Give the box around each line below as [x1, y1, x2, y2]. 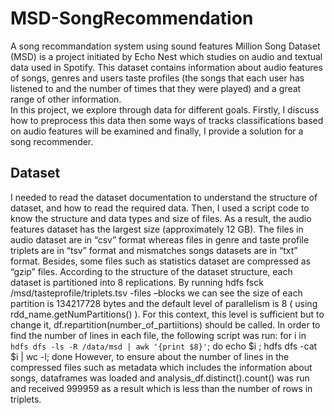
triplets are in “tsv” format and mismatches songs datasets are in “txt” [10, 244, 298, 256]
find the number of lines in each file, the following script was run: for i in [10, 329, 307, 341]
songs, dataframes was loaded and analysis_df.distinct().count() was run [10, 372, 310, 384]
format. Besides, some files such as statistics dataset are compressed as [10, 255, 311, 267]
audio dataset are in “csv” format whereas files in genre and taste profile [10, 233, 310, 246]
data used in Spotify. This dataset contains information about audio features [10, 61, 323, 73]
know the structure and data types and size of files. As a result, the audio [10, 212, 312, 224]
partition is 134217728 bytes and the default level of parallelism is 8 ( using [10, 297, 318, 309]
